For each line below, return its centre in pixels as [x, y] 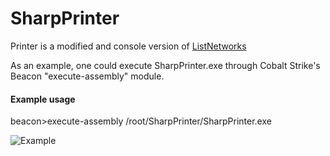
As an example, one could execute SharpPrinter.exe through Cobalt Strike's [165, 65]
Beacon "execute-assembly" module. [87, 76]
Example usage [43, 99]
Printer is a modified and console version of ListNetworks [128, 46]
